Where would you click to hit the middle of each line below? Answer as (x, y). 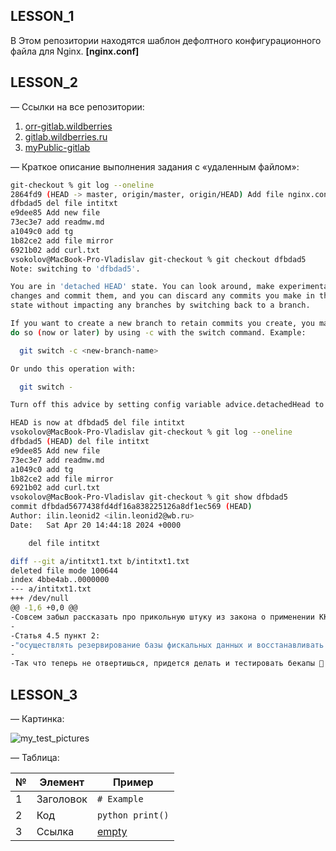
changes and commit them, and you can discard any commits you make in (162, 296)
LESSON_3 (44, 694)
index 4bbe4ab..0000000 (60, 580)
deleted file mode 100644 (64, 570)
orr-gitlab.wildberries (68, 126)
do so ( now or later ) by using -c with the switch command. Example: (158, 332)
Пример (133, 782)
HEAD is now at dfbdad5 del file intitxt (98, 423)
